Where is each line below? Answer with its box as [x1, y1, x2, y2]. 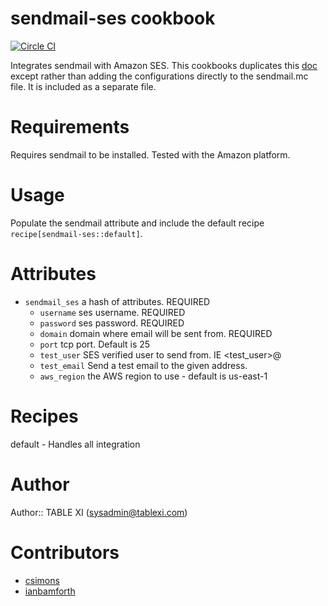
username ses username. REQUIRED [39, 306, 186, 318]
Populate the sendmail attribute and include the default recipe [10, 217, 265, 229]
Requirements [10, 116, 130, 139]
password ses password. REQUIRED [39, 317, 185, 329]
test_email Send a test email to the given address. [39, 359, 248, 371]
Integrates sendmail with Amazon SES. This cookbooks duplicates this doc [10, 59, 318, 71]
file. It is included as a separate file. [10, 80, 157, 92]
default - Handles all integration [10, 438, 141, 450]
